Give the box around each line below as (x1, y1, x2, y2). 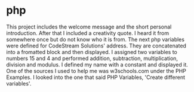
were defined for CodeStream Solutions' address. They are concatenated (6, 42, 187, 49)
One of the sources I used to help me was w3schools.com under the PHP (6, 67, 187, 74)
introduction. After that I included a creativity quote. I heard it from (6, 29, 169, 36)
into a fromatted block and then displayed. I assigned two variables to (6, 48, 177, 55)
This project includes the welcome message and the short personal (6, 23, 172, 30)
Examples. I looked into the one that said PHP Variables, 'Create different (6, 74, 186, 81)
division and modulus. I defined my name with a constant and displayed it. (6, 61, 188, 68)
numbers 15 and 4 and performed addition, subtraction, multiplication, (6, 55, 178, 62)
